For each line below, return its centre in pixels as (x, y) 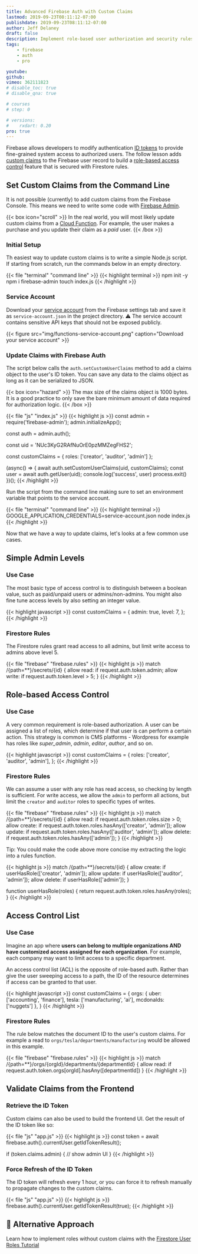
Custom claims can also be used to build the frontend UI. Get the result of (95, 1118)
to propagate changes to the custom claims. (60, 1188)
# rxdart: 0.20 (29, 126)
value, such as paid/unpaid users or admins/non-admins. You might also (94, 594)
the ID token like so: (30, 1125)
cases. (14, 539)
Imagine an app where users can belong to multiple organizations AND (94, 945)
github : (16, 77)
